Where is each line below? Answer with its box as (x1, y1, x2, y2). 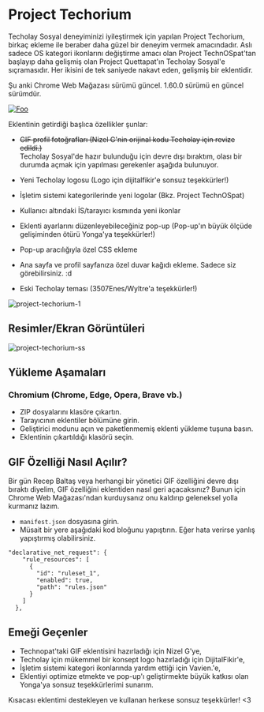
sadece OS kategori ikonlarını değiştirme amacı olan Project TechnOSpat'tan (8, 48, 256, 58)
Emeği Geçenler (8, 625, 88, 639)
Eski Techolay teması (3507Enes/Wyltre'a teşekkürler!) (19, 283, 198, 293)
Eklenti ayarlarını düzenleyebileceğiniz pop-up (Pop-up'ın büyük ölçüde (19, 221, 252, 230)
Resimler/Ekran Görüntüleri (8, 322, 145, 335)
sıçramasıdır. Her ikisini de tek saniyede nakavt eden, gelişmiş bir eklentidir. (8, 65, 254, 74)
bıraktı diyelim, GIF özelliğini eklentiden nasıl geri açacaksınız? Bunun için (8, 485, 246, 494)
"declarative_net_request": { (8, 549, 108, 557)
